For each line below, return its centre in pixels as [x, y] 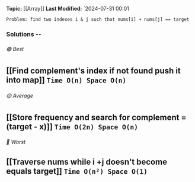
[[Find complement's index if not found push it [93, 71]
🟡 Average [20, 95]
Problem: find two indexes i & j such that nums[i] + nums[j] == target [98, 20]
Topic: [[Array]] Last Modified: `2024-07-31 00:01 [68, 9]
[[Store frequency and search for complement [93, 118]
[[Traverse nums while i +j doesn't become [87, 162]
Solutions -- [24, 34]
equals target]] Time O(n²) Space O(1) [77, 171]
